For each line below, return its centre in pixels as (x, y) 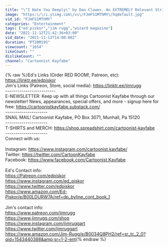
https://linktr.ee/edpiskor (30, 80)
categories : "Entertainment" (35, 24)
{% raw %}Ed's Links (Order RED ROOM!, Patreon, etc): (62, 75)
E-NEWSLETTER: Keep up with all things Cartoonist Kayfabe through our (80, 96)
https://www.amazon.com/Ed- (36, 192)
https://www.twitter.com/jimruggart (41, 229)
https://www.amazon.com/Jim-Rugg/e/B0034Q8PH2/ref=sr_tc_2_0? (75, 234)
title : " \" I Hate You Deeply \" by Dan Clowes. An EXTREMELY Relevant (79, 10)
